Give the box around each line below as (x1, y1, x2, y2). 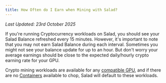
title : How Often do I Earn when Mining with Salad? (5, 7, 118, 12)
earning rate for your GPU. (5, 57, 60, 63)
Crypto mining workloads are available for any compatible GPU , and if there (5, 67, 161, 73)
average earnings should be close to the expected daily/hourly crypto (5, 52, 149, 58)
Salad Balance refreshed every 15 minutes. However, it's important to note (5, 36, 158, 42)
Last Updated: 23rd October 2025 (5, 21, 76, 27)
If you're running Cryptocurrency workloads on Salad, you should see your (5, 30, 159, 36)
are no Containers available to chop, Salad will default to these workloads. (5, 72, 158, 78)
